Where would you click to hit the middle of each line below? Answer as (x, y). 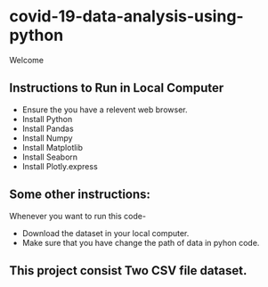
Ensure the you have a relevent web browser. (105, 110)
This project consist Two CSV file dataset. (128, 271)
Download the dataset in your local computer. (106, 233)
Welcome (27, 60)
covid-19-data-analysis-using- (126, 16)
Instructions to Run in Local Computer (117, 88)
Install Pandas (48, 128)
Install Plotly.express (60, 166)
